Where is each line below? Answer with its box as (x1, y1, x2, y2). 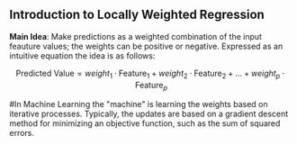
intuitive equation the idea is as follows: (9, 50, 156, 61)
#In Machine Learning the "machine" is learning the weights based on (9, 99, 268, 110)
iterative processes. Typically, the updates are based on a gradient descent (9, 108, 289, 120)
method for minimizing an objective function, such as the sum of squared (9, 118, 281, 129)
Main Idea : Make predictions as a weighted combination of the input (9, 31, 263, 41)
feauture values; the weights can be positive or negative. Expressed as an (9, 41, 283, 51)
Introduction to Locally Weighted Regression (9, 7, 265, 23)
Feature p (134, 79, 168, 93)
